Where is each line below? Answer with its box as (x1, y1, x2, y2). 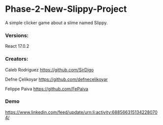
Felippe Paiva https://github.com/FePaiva (5, 86, 88, 92)
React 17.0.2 (5, 43, 29, 49)
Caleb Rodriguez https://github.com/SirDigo (5, 66, 94, 72)
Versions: (5, 32, 29, 39)
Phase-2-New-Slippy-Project (5, 3, 127, 15)
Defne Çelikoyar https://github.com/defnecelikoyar (5, 76, 108, 82)
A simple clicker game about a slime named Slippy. (5, 20, 108, 26)
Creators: (5, 56, 28, 62)
